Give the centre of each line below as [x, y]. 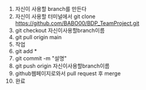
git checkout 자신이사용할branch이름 [60, 30]
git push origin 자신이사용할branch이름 [62, 66]
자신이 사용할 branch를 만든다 [51, 9]
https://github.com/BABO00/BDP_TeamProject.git [77, 23]
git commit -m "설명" [41, 58]
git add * [26, 51]
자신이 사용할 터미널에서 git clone [55, 16]
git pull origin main [38, 37]
